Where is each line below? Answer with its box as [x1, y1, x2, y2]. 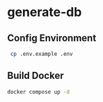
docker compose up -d [7, 88, 70, 95]
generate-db [7, 4, 82, 20]
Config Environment [7, 32, 97, 44]
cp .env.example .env [10, 50, 73, 57]
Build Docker [7, 70, 64, 82]
